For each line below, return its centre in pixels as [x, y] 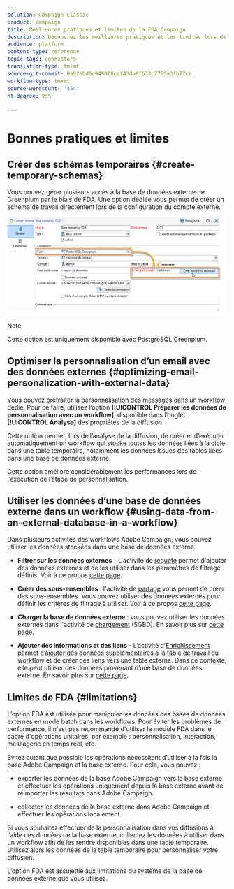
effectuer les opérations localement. [70, 814]
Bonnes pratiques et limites [88, 139]
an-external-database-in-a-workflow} [93, 523]
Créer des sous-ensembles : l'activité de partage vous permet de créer [121, 589]
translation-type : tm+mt [43, 66]
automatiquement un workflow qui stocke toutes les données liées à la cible [116, 443]
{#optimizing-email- [154, 372]
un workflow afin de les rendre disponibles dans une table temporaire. [108, 843]
